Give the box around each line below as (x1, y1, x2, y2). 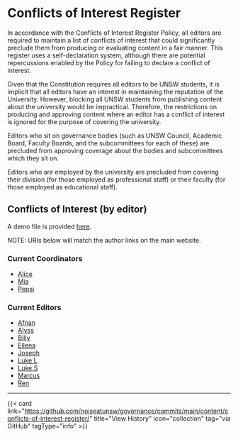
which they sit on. (7, 154, 59, 162)
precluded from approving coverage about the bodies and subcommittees (7, 146, 223, 155)
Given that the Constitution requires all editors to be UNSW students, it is (7, 79, 220, 88)
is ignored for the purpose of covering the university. (7, 117, 161, 126)
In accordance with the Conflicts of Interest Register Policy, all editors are (7, 28, 222, 37)
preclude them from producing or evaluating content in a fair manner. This (7, 43, 223, 52)
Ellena (17, 341, 36, 350)
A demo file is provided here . (7, 222, 92, 231)
